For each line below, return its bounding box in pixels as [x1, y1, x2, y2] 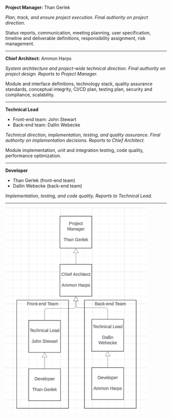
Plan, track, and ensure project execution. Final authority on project [5, 14, 148, 20]
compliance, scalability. [5, 92, 55, 98]
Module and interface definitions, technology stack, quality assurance [5, 81, 153, 87]
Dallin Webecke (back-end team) [12, 183, 82, 189]
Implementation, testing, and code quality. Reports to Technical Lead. [5, 193, 153, 199]
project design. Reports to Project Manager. [5, 71, 98, 77]
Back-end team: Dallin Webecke [12, 122, 80, 128]
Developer [5, 167, 28, 174]
